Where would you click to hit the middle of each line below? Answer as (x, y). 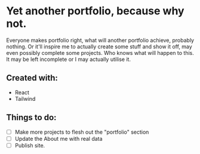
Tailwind (25, 98)
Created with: (32, 78)
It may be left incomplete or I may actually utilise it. (69, 59)
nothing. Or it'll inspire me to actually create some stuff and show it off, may (99, 47)
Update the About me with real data (59, 138)
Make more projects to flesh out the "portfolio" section (82, 132)
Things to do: (31, 118)
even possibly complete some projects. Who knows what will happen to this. (100, 53)
